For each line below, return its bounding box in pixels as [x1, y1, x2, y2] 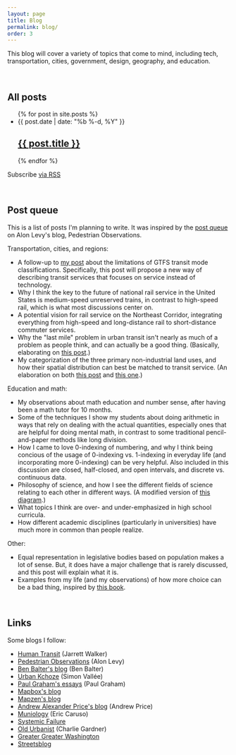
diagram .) [17, 495, 46, 504]
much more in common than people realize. [17, 525, 144, 534]
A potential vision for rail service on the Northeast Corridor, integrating [17, 310, 223, 319]
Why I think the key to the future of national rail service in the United [17, 287, 216, 297]
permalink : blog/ [7, 23, 58, 30]
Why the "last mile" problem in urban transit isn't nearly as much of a [17, 333, 218, 341]
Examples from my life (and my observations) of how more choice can [17, 575, 222, 583]
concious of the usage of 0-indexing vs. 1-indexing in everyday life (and [17, 450, 227, 459]
